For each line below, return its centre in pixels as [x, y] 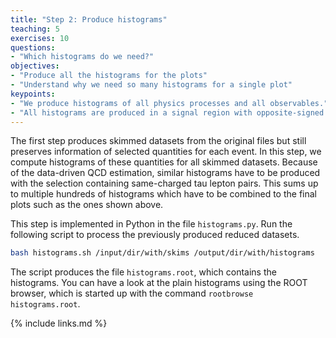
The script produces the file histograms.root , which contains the [143, 272]
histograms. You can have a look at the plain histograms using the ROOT [159, 283]
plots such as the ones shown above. [87, 205]
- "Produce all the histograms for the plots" [109, 76]
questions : [33, 47]
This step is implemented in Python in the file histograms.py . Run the [151, 224]
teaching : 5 [35, 29]
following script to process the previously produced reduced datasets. [155, 235]
